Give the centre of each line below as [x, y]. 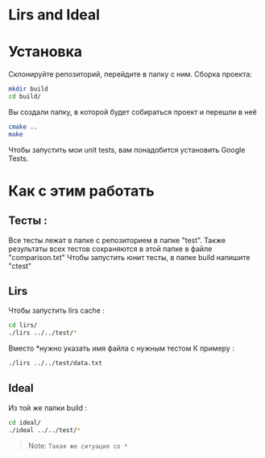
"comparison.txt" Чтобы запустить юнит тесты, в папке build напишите [130, 257]
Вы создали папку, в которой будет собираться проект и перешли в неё [133, 111]
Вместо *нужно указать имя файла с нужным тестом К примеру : [122, 348]
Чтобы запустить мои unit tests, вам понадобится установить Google [127, 149]
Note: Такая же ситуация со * [78, 445]
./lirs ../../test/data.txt [56, 363]
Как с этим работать [81, 191]
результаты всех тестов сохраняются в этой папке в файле [110, 249]
